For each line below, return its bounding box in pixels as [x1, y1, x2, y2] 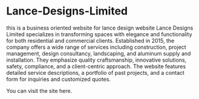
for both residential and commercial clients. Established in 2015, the [6, 37, 175, 44]
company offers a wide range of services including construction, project [6, 43, 186, 51]
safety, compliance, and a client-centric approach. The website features [6, 62, 186, 70]
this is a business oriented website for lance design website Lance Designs [6, 24, 194, 31]
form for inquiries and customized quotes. [6, 75, 111, 83]
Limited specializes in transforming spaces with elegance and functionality [6, 30, 192, 37]
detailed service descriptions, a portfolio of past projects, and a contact [6, 69, 184, 76]
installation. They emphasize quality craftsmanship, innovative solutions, [6, 56, 187, 63]
